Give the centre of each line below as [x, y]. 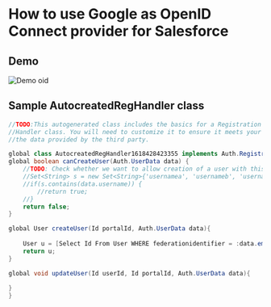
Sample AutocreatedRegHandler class [106, 106]
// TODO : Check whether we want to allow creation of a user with [135, 169]
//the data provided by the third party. [79, 139]
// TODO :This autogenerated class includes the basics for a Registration [135, 124]
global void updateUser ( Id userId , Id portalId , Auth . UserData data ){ [129, 273]
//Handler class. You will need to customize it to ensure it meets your [135, 132]
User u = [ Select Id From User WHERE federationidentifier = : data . [140, 244]
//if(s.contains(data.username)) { [83, 184]
